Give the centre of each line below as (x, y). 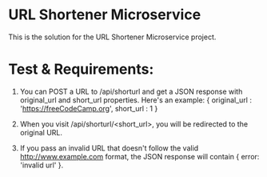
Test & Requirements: (81, 69)
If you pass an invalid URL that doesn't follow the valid (109, 148)
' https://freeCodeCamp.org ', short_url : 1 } (89, 108)
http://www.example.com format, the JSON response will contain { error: (139, 156)
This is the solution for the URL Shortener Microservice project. (112, 37)
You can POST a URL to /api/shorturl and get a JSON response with (131, 91)
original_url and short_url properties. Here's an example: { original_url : (135, 100)
